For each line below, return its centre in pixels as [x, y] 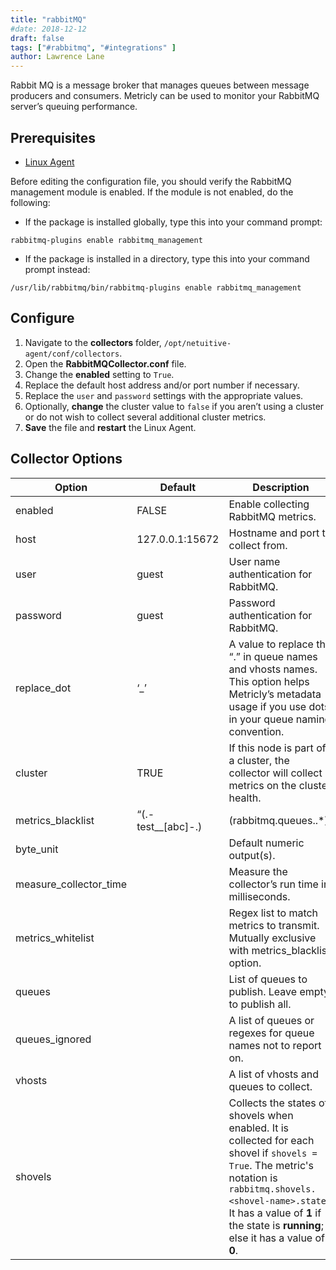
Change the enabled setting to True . [99, 374]
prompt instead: [57, 269]
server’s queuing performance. [74, 107]
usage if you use [267, 706]
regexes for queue [271, 1033]
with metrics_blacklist [279, 950]
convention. [256, 731]
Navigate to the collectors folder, [93, 342]
